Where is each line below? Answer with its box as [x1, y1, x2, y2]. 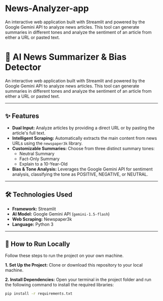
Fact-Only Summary [19, 156, 60, 162]
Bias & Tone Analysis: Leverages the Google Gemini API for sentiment [12, 166, 153, 172]
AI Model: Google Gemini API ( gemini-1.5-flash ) [12, 211, 110, 217]
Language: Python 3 [12, 221, 54, 227]
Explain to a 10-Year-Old [19, 161, 68, 167]
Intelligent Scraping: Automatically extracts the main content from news [12, 135, 157, 141]
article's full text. [12, 130, 46, 136]
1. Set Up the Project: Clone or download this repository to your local [5, 262, 143, 268]
